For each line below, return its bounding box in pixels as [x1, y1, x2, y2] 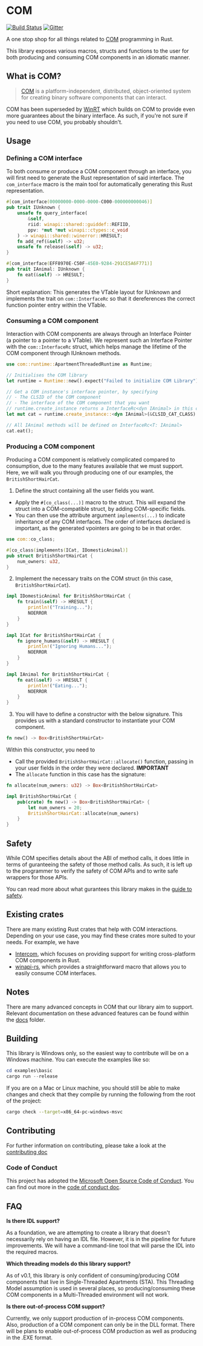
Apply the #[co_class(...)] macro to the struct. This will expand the [14, 499, 186, 506]
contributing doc [6, 1148, 48, 1155]
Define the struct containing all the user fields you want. [14, 487, 155, 495]
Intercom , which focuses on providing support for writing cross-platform [14, 950, 196, 958]
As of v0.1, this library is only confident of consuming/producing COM [6, 1271, 180, 1279]
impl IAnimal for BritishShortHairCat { [6, 671, 110, 678]
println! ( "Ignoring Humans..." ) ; [28, 644, 112, 650]
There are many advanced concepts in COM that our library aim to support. [6, 1003, 194, 1010]
